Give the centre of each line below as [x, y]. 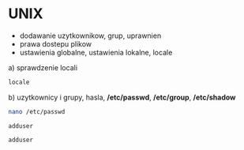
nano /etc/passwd [37, 111]
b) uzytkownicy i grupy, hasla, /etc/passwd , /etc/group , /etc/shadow [122, 97]
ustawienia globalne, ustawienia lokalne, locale [96, 52]
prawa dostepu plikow [56, 43]
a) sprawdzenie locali [43, 67]
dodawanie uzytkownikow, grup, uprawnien [90, 36]
